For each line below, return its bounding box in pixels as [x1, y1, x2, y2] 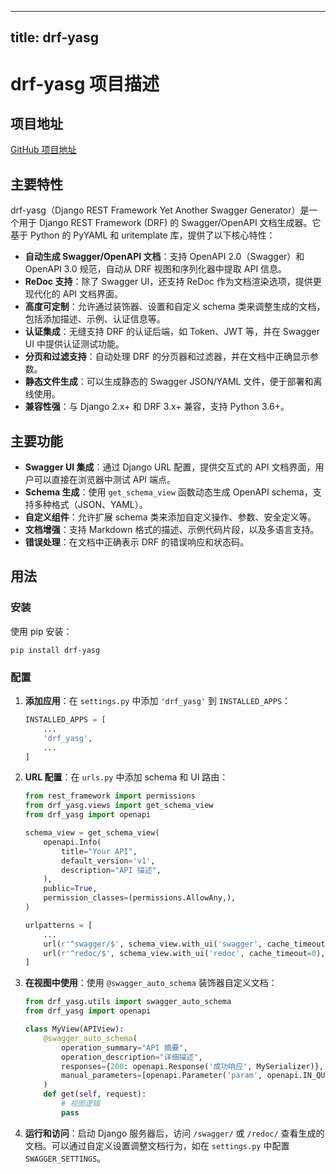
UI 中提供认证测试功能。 [24, 338, 125, 350]
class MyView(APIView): [24, 1024, 125, 1034]
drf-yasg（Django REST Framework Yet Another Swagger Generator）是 [10, 204, 310, 216]
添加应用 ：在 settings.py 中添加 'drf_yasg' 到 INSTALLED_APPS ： [24, 695, 292, 706]
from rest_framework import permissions [24, 791, 196, 801]
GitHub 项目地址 [10, 144, 77, 156]
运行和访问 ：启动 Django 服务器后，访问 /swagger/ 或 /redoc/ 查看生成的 [24, 1127, 325, 1139]
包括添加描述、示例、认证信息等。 [24, 313, 166, 325]
